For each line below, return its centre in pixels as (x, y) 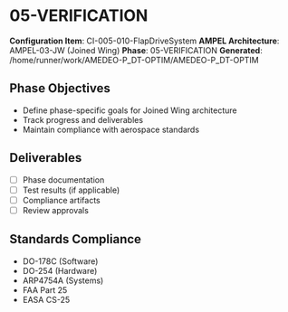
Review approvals (55, 210)
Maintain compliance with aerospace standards (111, 129)
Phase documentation (63, 180)
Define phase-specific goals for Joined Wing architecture (130, 110)
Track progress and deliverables (82, 119)
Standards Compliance (76, 239)
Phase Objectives (60, 88)
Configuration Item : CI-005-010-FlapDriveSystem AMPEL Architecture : (144, 41)
